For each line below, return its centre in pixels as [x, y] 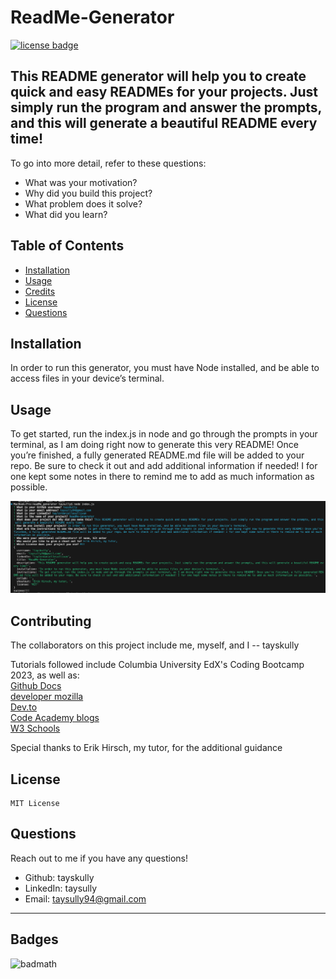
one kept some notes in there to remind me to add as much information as [162, 477]
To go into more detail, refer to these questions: [108, 163]
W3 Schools [35, 728]
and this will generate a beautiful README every [164, 123]
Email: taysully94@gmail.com [85, 898]
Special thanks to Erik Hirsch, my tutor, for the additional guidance [146, 748]
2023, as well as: [45, 675]
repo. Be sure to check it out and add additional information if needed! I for [164, 466]
